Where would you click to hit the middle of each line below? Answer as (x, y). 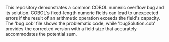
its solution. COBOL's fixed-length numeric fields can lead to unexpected (82, 13)
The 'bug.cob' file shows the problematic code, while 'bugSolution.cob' (80, 23)
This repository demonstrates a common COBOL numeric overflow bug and (85, 7)
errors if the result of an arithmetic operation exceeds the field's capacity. (83, 18)
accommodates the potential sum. (41, 34)
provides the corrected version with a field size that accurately (71, 29)
